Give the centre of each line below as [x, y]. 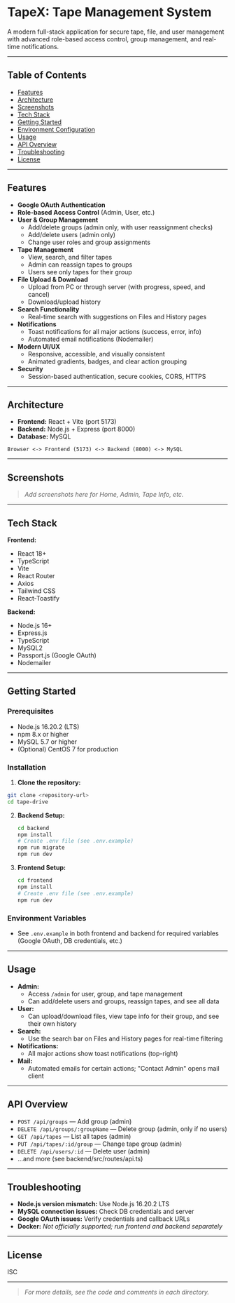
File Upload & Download [53, 279]
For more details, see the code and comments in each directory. [117, 1292]
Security [30, 368]
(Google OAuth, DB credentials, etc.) [70, 940]
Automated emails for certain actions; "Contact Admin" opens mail [123, 1068]
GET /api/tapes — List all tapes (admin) [74, 1136]
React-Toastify [38, 598]
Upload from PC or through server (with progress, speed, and [116, 287]
